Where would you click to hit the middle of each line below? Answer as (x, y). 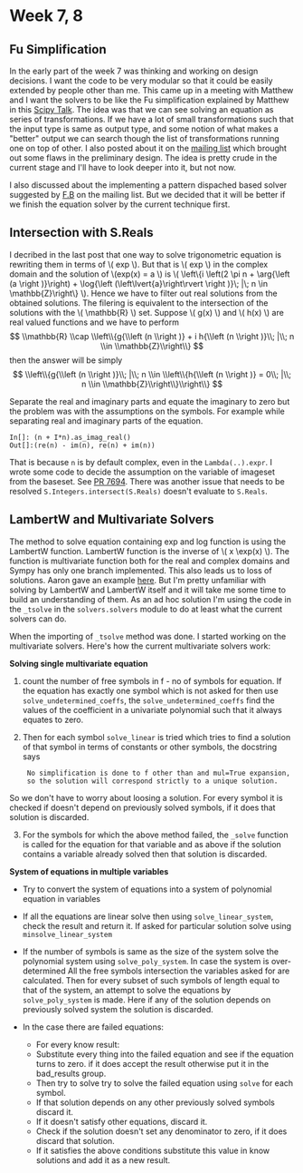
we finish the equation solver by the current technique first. (120, 204)
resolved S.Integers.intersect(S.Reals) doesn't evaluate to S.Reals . (139, 491)
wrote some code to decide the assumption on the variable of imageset (142, 472)
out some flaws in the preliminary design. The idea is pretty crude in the (143, 158)
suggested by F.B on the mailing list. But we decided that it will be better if (147, 195)
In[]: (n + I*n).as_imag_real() (70, 437)
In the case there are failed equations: (93, 1027)
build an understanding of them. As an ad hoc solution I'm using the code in (151, 599)
